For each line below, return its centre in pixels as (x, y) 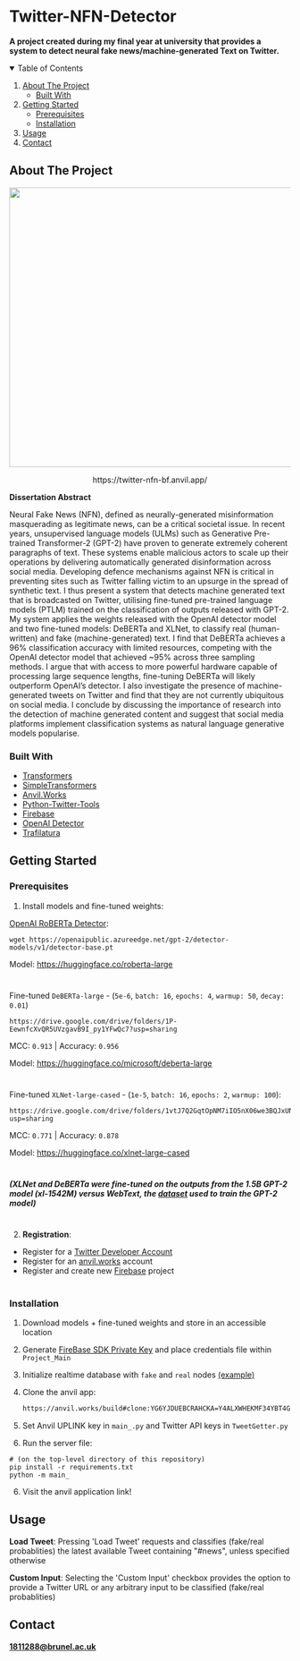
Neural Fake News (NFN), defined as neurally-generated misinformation (142, 514)
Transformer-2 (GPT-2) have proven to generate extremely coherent (162, 542)
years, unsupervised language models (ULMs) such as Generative (131, 533)
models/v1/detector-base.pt (62, 947)
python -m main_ (39, 1475)
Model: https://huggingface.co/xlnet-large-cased (100, 1153)
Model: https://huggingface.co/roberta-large (91, 964)
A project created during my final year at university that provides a (135, 41)
